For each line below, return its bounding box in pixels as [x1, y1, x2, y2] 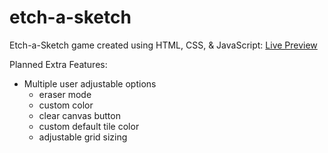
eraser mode [38, 88, 92, 100]
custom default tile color [38, 120, 140, 132]
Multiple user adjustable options [23, 77, 157, 90]
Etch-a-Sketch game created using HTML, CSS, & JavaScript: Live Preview [9, 39, 318, 51]
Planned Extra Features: [9, 58, 108, 70]
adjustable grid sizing [38, 131, 128, 143]
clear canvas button [38, 109, 121, 121]
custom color [38, 99, 94, 111]
